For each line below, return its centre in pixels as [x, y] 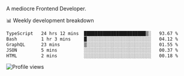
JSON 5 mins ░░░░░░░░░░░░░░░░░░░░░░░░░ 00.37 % [92, 50]
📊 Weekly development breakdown [50, 20]
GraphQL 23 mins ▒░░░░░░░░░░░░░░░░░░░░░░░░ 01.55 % [92, 45]
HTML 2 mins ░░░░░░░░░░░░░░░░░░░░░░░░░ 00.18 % [92, 56]
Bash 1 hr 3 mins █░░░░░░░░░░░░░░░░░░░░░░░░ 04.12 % [92, 39]
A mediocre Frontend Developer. [46, 9]
